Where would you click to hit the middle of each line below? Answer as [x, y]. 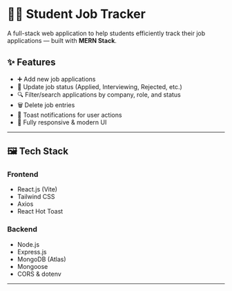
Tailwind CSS [36, 197]
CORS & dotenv [39, 274]
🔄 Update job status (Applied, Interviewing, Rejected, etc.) [100, 86]
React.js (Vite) [37, 189]
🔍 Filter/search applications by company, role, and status [99, 94]
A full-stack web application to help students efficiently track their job [106, 33]
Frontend [23, 174]
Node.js [28, 244]
